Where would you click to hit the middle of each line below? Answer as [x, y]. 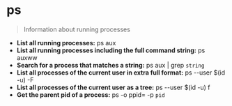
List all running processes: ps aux [66, 43]
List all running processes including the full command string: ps [111, 50]
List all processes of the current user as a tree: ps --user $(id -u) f [113, 87]
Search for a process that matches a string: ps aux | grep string [110, 65]
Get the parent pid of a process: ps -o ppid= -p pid [91, 94]
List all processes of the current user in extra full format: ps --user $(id [121, 73]
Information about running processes [77, 29]
